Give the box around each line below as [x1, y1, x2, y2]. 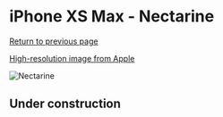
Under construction [9, 96, 121, 112]
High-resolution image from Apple [9, 53, 135, 63]
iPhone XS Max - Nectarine [9, 6, 215, 27]
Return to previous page [9, 36, 99, 46]
